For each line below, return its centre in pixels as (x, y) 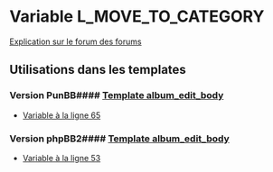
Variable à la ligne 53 (61, 158)
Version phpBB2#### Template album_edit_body (120, 139)
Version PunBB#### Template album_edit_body (117, 95)
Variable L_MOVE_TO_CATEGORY (137, 17)
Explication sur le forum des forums (75, 41)
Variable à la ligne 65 (61, 115)
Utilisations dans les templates (98, 70)
